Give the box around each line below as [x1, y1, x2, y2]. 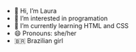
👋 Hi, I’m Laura [13, 7, 57, 15]
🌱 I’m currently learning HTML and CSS [13, 22, 129, 30]
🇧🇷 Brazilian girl [13, 37, 64, 45]
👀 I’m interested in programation [13, 14, 108, 22]
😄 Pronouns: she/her [13, 29, 76, 37]
